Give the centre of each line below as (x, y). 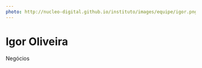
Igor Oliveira (37, 41)
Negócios (17, 58)
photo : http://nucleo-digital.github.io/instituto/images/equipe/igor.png (102, 12)
